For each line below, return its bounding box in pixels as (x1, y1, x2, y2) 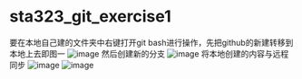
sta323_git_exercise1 (9, 6, 172, 27)
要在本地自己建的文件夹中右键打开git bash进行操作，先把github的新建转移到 (9, 37, 294, 48)
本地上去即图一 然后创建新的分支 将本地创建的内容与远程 (9, 48, 289, 59)
